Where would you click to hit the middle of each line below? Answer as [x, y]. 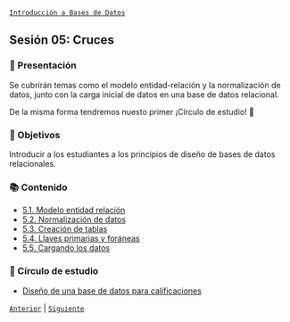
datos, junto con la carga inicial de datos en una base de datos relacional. [144, 95]
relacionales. [33, 163]
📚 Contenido [38, 187]
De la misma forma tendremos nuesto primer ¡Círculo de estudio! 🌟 [132, 111]
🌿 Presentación [43, 65]
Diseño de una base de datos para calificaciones [112, 291]
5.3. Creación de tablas [65, 229]
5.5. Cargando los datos [66, 248]
